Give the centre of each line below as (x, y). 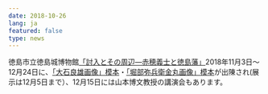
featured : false (35, 31)
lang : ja (23, 23)
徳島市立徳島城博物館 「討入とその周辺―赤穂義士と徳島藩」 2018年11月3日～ (134, 62)
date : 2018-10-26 (37, 16)
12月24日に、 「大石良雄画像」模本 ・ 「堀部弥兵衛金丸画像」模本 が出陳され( (130, 72)
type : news (27, 38)
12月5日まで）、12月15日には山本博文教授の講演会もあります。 (125, 82)
